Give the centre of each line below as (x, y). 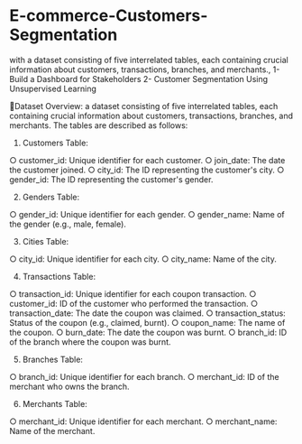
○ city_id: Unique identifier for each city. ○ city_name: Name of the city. (143, 259)
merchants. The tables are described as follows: (99, 125)
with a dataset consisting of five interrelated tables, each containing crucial (149, 60)
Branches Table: (53, 359)
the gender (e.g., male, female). (68, 224)
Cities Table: (46, 241)
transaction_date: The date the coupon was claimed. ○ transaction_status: (147, 313)
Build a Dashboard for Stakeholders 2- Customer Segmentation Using (139, 79)
